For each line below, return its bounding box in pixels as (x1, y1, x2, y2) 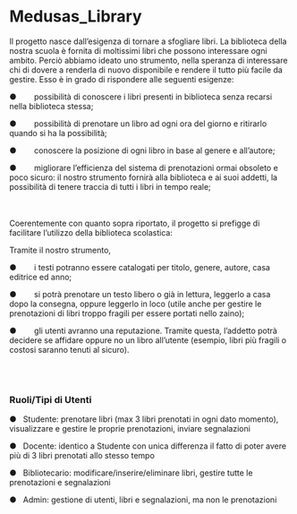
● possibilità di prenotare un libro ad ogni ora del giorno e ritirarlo (9, 118, 267, 129)
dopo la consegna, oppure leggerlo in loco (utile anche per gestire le (9, 298, 262, 309)
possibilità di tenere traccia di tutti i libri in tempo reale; (9, 181, 212, 192)
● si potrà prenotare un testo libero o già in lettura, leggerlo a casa (9, 288, 271, 299)
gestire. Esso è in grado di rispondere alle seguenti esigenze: (9, 73, 234, 84)
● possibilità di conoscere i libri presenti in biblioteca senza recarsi (9, 91, 273, 102)
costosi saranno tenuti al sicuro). (9, 344, 130, 355)
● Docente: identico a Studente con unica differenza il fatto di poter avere (9, 441, 287, 451)
